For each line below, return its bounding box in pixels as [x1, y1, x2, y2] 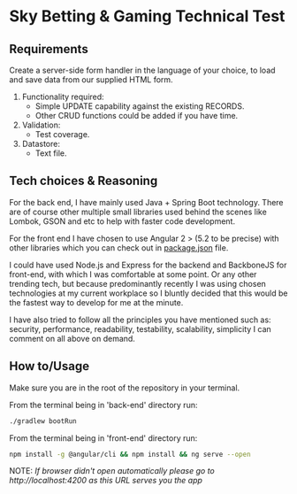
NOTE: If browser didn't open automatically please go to [9, 466, 215, 476]
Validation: [21, 120, 61, 130]
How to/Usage [9, 359, 90, 374]
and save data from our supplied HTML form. [9, 74, 174, 85]
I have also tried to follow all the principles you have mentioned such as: [9, 314, 271, 325]
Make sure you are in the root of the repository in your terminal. [9, 382, 240, 393]
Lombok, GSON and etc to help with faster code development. [9, 215, 236, 227]
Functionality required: [21, 91, 104, 102]
